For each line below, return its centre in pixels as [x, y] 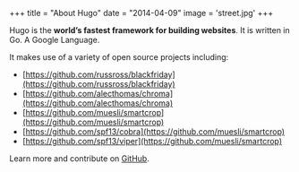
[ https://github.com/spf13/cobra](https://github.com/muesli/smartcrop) [153, 132]
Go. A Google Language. [55, 40]
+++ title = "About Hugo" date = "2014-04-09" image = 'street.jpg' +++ [141, 13]
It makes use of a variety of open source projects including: [119, 57]
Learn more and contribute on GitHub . [79, 159]
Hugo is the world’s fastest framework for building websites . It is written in [149, 30]
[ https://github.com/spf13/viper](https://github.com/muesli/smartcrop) [152, 141]
